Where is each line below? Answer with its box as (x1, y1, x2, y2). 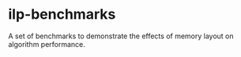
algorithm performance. (8, 39, 85, 48)
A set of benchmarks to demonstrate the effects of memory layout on (8, 31, 235, 41)
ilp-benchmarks (8, 5, 116, 23)
